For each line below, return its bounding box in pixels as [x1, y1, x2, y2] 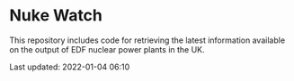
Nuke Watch [9, 5, 103, 26]
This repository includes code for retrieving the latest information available [9, 35, 286, 45]
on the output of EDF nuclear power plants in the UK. [9, 44, 205, 54]
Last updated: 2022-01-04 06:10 [9, 61, 130, 72]
